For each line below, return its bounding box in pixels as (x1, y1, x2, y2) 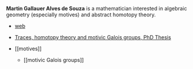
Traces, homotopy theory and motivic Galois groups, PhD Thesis (14, 34, 172, 40)
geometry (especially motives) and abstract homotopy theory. (6, 11, 156, 18)
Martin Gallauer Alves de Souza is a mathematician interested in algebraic (6, 5, 187, 12)
